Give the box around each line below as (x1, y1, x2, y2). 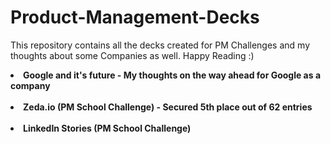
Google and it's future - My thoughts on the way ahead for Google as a (23, 69, 322, 81)
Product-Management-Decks (10, 6, 260, 29)
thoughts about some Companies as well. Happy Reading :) (10, 49, 255, 61)
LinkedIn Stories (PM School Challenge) (23, 122, 192, 134)
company (10, 79, 51, 91)
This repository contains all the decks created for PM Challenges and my (10, 39, 310, 51)
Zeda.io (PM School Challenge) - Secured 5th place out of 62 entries (23, 101, 313, 113)
